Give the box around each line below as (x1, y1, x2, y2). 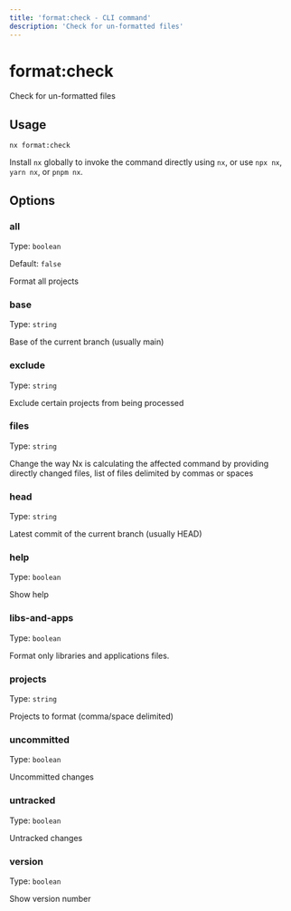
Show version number (9, 893, 92, 904)
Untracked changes (9, 832, 83, 843)
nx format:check (9, 141, 70, 150)
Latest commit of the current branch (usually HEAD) (9, 528, 202, 539)
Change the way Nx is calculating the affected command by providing (9, 458, 269, 469)
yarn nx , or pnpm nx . (9, 167, 83, 178)
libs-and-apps (9, 612, 74, 625)
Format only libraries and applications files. (9, 650, 170, 661)
